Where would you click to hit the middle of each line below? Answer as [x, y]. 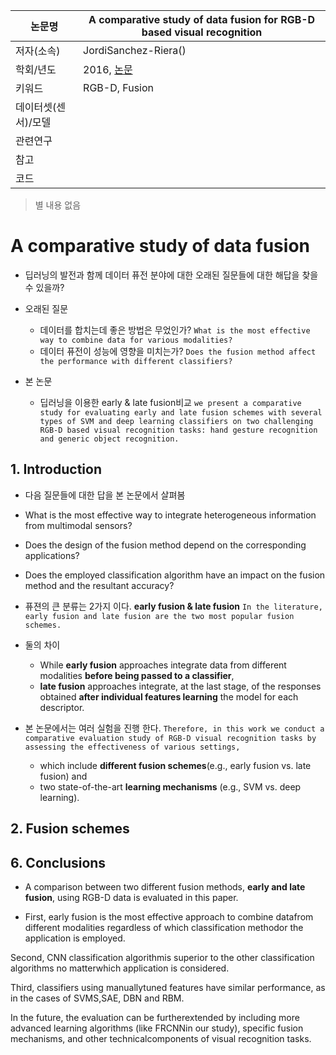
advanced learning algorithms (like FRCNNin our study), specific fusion [157, 1028]
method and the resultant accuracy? [99, 585]
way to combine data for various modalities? [136, 340]
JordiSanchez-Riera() [135, 50]
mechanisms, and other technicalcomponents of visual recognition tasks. [161, 1038]
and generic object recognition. [109, 439]
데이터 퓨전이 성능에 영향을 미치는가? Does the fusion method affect [178, 351]
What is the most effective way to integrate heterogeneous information [170, 515]
